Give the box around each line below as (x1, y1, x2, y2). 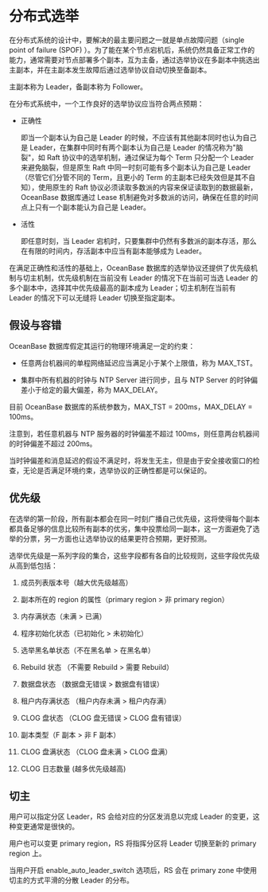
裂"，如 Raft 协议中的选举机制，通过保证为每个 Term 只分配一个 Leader (20, 152, 254, 162)
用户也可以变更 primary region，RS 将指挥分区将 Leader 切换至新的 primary (9, 839, 257, 848)
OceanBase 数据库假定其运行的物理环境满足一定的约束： (9, 341, 196, 350)
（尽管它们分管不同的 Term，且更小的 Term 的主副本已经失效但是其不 (20, 172, 249, 182)
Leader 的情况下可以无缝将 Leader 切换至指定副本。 (9, 292, 180, 303)
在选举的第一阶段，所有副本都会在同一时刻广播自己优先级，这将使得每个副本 (9, 514, 260, 523)
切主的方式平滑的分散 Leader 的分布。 (9, 875, 134, 885)
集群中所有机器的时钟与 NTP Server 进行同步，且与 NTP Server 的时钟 (20, 375, 251, 385)
